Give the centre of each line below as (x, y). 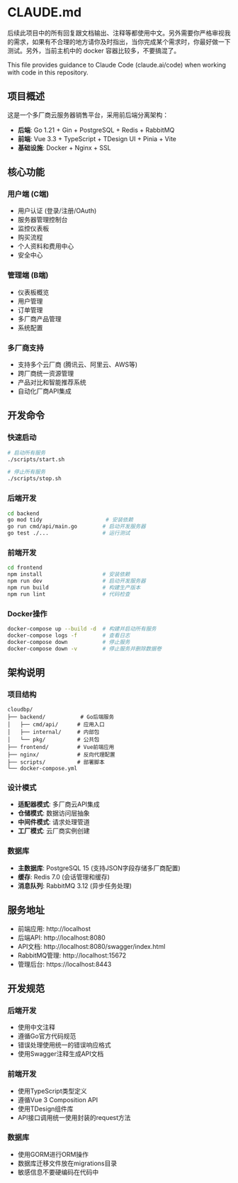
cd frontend (25, 568)
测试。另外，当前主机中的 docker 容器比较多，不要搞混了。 (94, 50)
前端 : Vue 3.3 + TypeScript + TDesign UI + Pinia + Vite (97, 138)
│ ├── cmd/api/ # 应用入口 (56, 725)
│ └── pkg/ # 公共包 (53, 740)
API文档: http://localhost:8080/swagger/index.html (91, 946)
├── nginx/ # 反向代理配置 (61, 755)
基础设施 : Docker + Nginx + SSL (64, 148)
